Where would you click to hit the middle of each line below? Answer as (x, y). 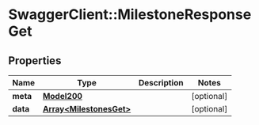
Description (161, 83)
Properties (35, 61)
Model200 (63, 96)
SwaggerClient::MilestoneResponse (130, 15)
